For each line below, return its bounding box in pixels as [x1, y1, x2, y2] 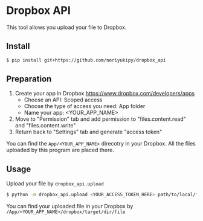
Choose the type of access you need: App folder [24, 103, 146, 110]
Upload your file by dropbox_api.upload [6, 180, 104, 187]
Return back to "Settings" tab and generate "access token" [14, 128, 163, 136]
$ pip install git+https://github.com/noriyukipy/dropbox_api [6, 57, 166, 63]
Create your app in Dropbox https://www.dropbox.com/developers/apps [14, 90, 195, 97]
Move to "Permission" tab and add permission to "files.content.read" [14, 115, 186, 123]
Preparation [6, 74, 52, 85]
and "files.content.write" [14, 122, 76, 129]
